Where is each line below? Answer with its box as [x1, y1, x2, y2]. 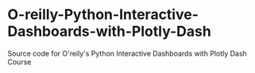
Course [7, 57, 32, 67]
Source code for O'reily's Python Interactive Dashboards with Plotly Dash [7, 48, 247, 58]
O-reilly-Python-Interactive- [7, 6, 199, 24]
